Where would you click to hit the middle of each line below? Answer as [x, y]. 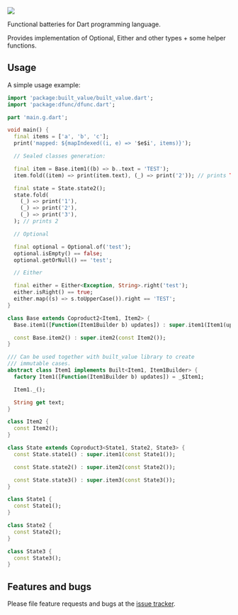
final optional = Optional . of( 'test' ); [73, 247]
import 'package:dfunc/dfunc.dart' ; [61, 104]
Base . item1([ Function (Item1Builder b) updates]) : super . [101, 325]
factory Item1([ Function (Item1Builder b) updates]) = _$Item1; [109, 377]
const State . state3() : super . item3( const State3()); [95, 480]
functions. [22, 45]
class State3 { [30, 551]
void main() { [28, 130]
